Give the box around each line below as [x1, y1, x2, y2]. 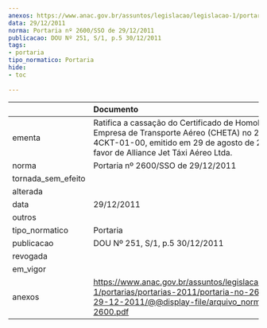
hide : [8, 64, 26, 72]
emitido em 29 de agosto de [149, 137, 255, 148]
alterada [12, 185, 44, 197]
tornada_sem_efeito [12, 173, 86, 184]
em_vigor [12, 264, 46, 275]
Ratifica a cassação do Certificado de [93, 117, 234, 128]
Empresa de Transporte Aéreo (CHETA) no [93, 127, 252, 138]
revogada [12, 250, 48, 261]
